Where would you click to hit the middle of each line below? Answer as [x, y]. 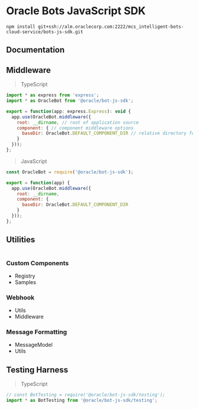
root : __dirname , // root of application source [78, 123]
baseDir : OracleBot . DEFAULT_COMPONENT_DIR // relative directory [104, 133]
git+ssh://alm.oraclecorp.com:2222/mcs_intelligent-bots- [111, 27]
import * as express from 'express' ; [53, 95]
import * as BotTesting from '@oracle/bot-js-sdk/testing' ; [82, 401]
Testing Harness [37, 370]
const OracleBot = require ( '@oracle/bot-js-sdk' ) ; [70, 172]
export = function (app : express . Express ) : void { [69, 111]
